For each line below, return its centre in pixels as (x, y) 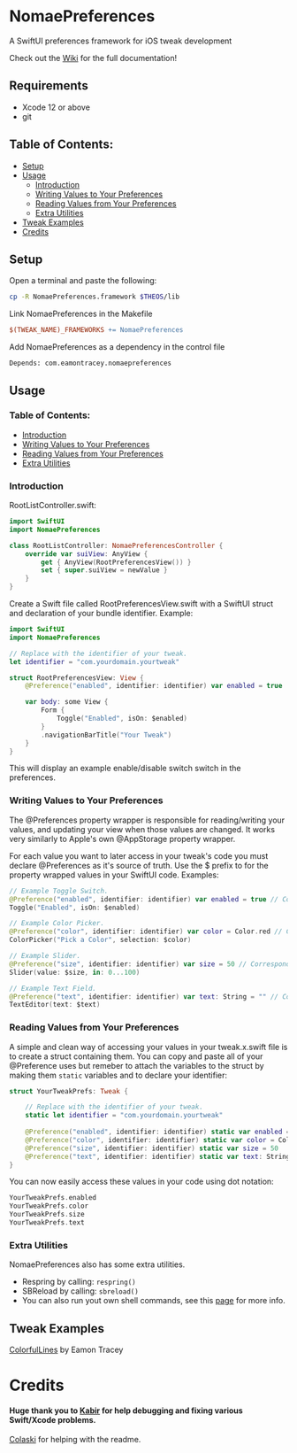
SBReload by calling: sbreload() (80, 1291)
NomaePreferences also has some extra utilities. (97, 1264)
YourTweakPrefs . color (49, 1206)
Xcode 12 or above (56, 107)
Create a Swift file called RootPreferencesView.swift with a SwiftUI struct (141, 604)
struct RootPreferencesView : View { (76, 678)
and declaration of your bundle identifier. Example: (101, 614)
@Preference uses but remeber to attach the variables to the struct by (137, 1065)
